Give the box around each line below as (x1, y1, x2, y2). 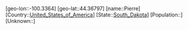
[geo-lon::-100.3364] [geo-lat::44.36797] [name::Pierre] (5, 5, 141, 12)
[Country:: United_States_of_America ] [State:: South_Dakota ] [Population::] (5, 11, 183, 18)
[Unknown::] (5, 18, 36, 24)
